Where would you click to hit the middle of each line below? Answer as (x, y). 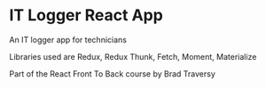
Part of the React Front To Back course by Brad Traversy (112, 73)
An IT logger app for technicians (68, 40)
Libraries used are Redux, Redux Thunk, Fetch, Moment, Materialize (133, 56)
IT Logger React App (86, 15)
